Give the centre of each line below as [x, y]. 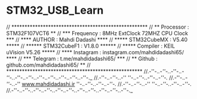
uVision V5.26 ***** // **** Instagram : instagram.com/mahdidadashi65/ [95, 52]
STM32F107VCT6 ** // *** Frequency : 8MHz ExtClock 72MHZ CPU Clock [97, 33]
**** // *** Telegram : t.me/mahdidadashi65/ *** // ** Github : [82, 58]
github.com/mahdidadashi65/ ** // [48, 65]
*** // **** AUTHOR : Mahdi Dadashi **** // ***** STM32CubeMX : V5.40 [97, 39]
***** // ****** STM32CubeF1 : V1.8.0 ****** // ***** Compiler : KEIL [90, 46]
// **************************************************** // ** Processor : [98, 27]
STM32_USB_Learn [55, 10]
